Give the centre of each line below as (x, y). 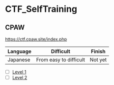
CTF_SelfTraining (41, 9)
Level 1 (19, 72)
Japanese (19, 60)
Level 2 (20, 78)
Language (20, 51)
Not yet (98, 60)
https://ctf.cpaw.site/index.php (36, 39)
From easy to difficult (60, 60)
